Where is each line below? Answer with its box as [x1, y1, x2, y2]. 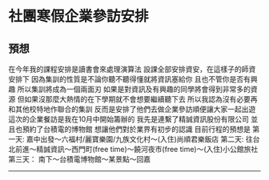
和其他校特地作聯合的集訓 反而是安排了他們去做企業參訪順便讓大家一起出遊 [8, 105, 256, 114]
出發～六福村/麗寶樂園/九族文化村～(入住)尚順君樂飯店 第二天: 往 [39, 134, 254, 144]
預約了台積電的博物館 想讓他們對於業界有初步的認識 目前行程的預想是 [22, 125, 251, 134]
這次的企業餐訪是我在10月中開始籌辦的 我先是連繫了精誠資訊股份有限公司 [8, 114, 250, 124]
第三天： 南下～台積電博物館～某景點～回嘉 [8, 154, 151, 164]
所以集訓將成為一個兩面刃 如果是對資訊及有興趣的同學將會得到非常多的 [17, 85, 251, 94]
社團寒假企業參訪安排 [8, 7, 150, 26]
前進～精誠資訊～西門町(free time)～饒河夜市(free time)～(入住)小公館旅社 [14, 145, 259, 154]
